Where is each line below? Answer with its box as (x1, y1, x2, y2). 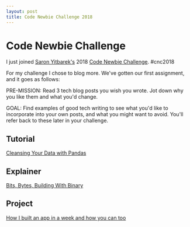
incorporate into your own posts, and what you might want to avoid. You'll (6, 111, 184, 118)
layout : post (6, 8, 38, 15)
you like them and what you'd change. (6, 93, 98, 100)
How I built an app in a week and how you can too (6, 214, 126, 221)
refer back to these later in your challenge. (6, 117, 109, 124)
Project (6, 199, 33, 209)
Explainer (6, 166, 42, 176)
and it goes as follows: (6, 76, 60, 83)
